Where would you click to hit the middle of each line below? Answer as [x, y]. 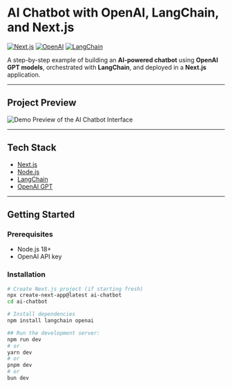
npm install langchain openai [51, 321]
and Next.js [41, 27]
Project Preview [42, 103]
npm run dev [24, 339]
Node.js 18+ [34, 249]
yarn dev [20, 352]
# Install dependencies [41, 314]
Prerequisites [30, 234]
